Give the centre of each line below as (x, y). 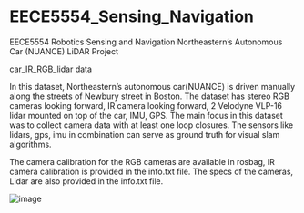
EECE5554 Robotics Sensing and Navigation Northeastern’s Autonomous (146, 42)
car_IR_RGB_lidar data (51, 69)
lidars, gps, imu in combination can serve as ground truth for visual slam (145, 134)
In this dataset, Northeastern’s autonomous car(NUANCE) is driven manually (152, 86)
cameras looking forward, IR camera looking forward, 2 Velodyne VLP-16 (146, 105)
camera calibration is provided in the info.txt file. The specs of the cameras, (152, 171)
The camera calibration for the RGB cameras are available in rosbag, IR (142, 161)
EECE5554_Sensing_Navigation (132, 17)
